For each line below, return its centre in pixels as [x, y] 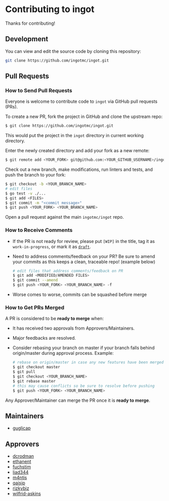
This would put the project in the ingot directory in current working [75, 136]
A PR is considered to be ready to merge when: [55, 319]
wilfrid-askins [27, 494]
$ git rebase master [34, 381]
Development [27, 39]
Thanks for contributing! [30, 23]
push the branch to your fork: [36, 175]
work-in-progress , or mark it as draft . [52, 246]
